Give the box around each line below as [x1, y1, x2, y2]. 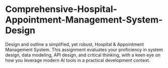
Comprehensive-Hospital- [5, 3, 117, 15]
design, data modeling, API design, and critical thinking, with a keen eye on [5, 51, 161, 58]
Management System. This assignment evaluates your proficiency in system [5, 46, 163, 52]
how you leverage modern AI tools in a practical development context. [5, 57, 150, 63]
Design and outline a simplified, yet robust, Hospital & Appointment [5, 41, 144, 47]
